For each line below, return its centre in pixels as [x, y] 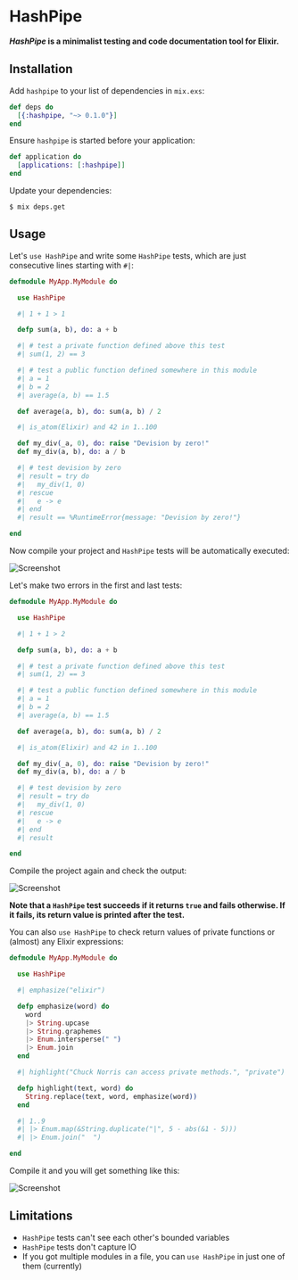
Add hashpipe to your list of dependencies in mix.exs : [107, 90]
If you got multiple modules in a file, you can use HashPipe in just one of [153, 1256]
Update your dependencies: [61, 190]
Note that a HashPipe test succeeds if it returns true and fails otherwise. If [147, 905]
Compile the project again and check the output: [98, 871]
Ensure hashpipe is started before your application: [102, 141]
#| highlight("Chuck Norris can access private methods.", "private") [151, 1072]
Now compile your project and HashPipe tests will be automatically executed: [149, 551]
